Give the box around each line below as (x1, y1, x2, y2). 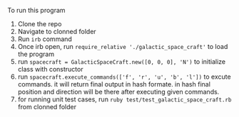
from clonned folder (17, 103, 77, 111)
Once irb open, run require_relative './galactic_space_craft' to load (17, 43, 228, 50)
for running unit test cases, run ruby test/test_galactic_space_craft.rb (17, 95, 232, 104)
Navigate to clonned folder (17, 28, 96, 35)
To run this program (7, 6, 66, 14)
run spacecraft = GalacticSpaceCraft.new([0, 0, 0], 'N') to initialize (17, 57, 226, 66)
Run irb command (17, 35, 73, 43)
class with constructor (17, 65, 83, 73)
